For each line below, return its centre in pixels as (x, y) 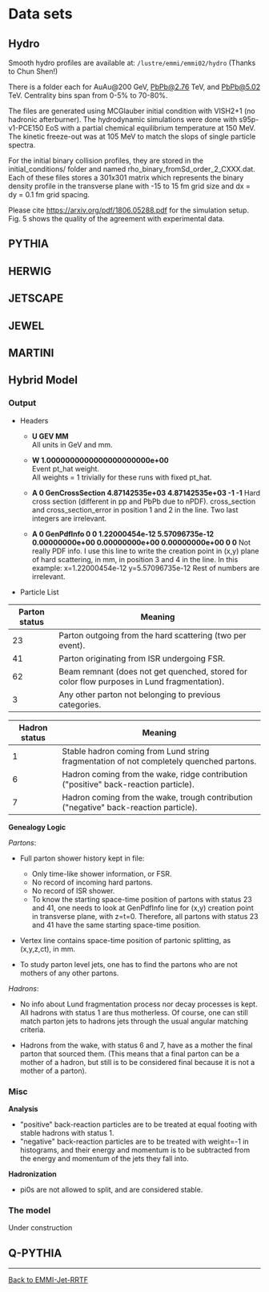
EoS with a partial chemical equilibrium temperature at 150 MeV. (151, 128)
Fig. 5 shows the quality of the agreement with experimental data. (116, 219)
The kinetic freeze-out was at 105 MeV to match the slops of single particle (132, 136)
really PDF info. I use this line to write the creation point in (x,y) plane (145, 551)
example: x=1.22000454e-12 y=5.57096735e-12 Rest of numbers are (146, 568)
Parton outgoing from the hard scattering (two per (153, 635)
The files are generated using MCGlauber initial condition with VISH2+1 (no (132, 111)
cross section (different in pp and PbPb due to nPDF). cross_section (144, 501)
